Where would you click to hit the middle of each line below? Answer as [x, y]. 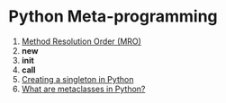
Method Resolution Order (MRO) [81, 41]
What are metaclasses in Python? [83, 89]
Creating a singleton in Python [77, 79]
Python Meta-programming [113, 17]
